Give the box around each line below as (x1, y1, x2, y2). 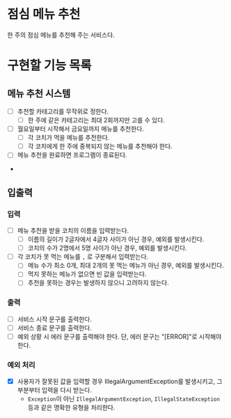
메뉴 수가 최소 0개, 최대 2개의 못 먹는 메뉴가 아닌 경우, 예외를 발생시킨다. (27, 262, 224, 270)
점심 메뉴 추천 (7, 6, 81, 22)
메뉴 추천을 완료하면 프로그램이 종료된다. (17, 151, 127, 159)
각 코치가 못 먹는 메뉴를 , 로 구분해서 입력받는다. (17, 252, 149, 261)
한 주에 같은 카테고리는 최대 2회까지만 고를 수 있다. (27, 116, 166, 124)
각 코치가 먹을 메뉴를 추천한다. (27, 134, 110, 142)
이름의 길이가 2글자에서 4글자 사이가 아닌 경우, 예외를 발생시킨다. (27, 235, 205, 243)
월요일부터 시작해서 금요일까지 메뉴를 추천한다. (17, 124, 145, 133)
